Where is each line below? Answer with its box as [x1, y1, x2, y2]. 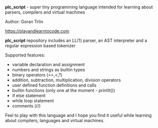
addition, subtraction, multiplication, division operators [12, 77, 121, 83]
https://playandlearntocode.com [5, 28, 69, 34]
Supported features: [5, 52, 45, 58]
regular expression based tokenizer [5, 43, 76, 48]
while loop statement [12, 98, 54, 104]
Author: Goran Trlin [5, 19, 44, 24]
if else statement [12, 92, 46, 98]
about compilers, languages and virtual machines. [5, 118, 105, 123]
